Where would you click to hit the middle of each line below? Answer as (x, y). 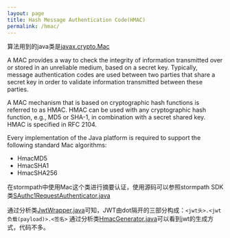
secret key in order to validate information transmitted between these (105, 82)
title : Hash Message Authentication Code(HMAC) (77, 20)
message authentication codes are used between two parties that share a (111, 75)
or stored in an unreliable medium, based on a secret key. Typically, (102, 68)
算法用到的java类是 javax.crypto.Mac (58, 47)
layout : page (26, 13)
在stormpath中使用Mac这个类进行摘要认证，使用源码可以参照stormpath (108, 187)
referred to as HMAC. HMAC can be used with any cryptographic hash (107, 110)
